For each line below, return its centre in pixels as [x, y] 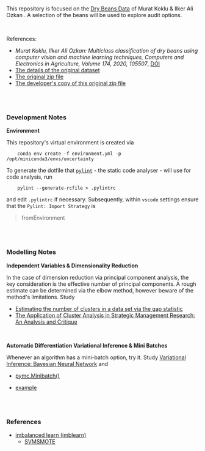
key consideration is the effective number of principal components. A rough [101, 284]
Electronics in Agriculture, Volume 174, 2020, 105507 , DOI [88, 64]
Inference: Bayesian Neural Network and [57, 363]
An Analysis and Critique [46, 322]
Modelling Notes [31, 252]
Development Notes [37, 117]
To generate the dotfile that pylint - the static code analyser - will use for [99, 171]
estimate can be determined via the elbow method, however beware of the [100, 290]
